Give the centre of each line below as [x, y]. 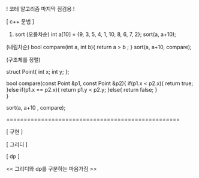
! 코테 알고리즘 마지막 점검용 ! [40, 9]
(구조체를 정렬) [23, 60]
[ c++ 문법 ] [20, 22]
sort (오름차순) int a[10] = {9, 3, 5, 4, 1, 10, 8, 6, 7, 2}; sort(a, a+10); [96, 34]
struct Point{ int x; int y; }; [38, 72]
